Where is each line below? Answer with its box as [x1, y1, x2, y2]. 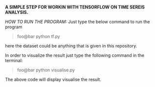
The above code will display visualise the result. [5, 77, 102, 82]
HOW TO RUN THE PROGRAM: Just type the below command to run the [5, 19, 150, 24]
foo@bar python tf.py [17, 34, 60, 39]
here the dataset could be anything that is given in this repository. [5, 43, 137, 48]
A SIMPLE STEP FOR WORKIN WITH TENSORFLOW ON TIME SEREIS [5, 4, 145, 10]
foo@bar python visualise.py [17, 67, 75, 73]
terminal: [5, 58, 23, 63]
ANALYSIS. [5, 9, 28, 15]
